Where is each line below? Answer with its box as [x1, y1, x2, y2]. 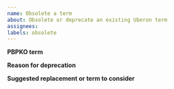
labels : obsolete [7, 29, 57, 36]
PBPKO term [7, 48, 43, 56]
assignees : [7, 23, 39, 29]
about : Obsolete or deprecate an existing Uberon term [7, 16, 168, 23]
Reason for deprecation [7, 61, 76, 69]
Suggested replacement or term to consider [7, 75, 135, 83]
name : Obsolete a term [7, 10, 72, 17]
